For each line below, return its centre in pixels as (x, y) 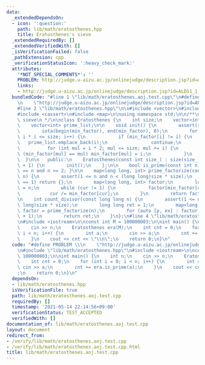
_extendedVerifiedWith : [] (46, 46)
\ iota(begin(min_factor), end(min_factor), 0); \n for (108, 131)
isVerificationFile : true (45, 290)
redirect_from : (26, 335)
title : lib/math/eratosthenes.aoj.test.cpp (63, 352)
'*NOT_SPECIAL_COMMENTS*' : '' (56, 74)
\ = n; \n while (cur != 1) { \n (67, 188)
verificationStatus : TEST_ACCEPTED (57, 313)
